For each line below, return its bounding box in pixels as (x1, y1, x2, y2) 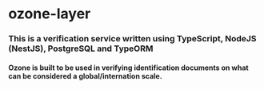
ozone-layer (8, 5, 91, 23)
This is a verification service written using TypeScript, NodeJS (8, 33, 258, 44)
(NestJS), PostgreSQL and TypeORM (8, 43, 154, 54)
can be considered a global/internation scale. (8, 71, 162, 80)
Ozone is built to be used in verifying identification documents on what (8, 63, 250, 72)
